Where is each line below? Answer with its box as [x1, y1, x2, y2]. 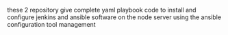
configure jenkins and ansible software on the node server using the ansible [7, 13, 221, 21]
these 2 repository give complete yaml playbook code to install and [7, 6, 197, 14]
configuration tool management [7, 21, 96, 28]
